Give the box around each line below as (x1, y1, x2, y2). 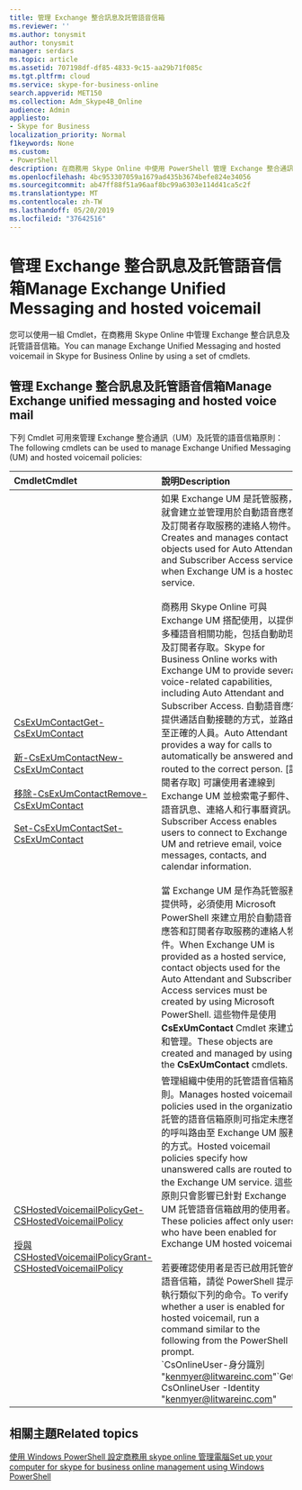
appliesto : (9, 114, 50, 123)
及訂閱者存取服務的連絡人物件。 (161, 520, 297, 532)
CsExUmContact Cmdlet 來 (161, 1022, 279, 1034)
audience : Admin (9, 105, 70, 114)
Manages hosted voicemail (179, 1088, 293, 1101)
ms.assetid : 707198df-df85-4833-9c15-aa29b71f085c (9, 64, 203, 73)
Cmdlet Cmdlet (13, 475, 78, 487)
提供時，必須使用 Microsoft (161, 898, 277, 911)
